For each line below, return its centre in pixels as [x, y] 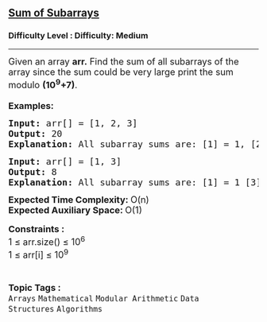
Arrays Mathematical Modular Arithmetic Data [104, 299]
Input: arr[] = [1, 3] [65, 161]
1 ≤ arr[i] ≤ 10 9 [39, 254]
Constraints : [37, 229]
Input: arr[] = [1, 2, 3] [73, 123]
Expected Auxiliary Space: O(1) [75, 210]
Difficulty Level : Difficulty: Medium [78, 36]
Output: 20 [35, 133]
